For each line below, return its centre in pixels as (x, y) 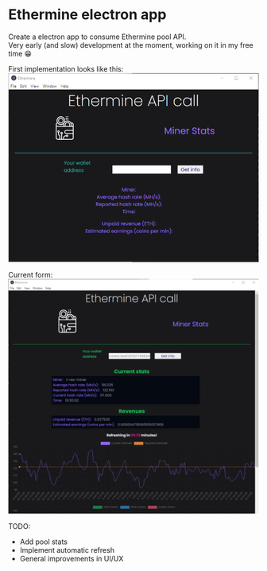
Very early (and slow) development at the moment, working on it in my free (131, 45)
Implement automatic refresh (67, 550)
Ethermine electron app (87, 15)
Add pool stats (43, 542)
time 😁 (20, 53)
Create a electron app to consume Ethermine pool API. (97, 37)
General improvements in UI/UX (72, 558)
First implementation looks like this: (66, 68)
